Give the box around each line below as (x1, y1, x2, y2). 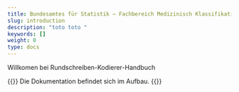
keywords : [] (7, 30, 46, 38)
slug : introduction (7, 17, 65, 24)
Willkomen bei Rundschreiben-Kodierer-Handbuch (7, 63, 156, 71)
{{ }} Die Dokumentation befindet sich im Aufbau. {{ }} (7, 77, 162, 86)
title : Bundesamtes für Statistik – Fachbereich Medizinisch (7, 10, 193, 18)
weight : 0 (7, 37, 37, 44)
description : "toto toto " (7, 24, 87, 31)
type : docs (7, 44, 40, 51)
